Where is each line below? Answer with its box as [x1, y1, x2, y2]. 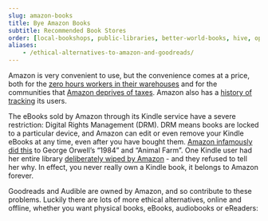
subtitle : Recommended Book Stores [8, 26, 127, 34]
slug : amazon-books [8, 11, 73, 20]
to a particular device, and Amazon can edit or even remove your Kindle [8, 128, 245, 138]
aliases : [8, 41, 37, 49]
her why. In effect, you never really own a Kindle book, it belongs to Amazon [8, 163, 259, 172]
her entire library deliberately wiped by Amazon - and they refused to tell [8, 154, 247, 164]
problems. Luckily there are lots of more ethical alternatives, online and [8, 195, 242, 204]
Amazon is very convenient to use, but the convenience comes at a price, [8, 71, 250, 80]
